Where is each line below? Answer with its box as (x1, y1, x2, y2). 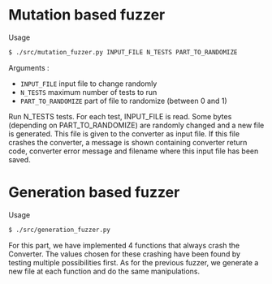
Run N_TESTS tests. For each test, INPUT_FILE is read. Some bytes (8, 111, 232, 121)
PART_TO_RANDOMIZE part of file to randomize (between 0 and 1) (19, 96, 227, 105)
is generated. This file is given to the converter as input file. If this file (8, 128, 240, 139)
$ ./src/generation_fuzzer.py (8, 226, 111, 234)
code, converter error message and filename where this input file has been (8, 146, 259, 156)
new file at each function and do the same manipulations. (8, 266, 201, 276)
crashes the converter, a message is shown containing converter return (8, 137, 248, 147)
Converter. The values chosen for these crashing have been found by (8, 249, 241, 259)
